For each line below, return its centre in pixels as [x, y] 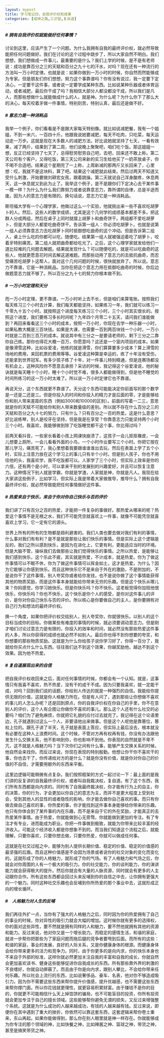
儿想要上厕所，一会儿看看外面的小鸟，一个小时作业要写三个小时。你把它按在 [82, 442]
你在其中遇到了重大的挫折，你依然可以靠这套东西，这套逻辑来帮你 [75, 1012]
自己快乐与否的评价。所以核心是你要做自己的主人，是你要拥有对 [95, 600]
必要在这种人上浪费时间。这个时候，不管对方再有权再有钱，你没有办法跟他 [84, 734]
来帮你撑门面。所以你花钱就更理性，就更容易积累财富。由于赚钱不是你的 [78, 988]
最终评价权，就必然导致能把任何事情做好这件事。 [54, 485]
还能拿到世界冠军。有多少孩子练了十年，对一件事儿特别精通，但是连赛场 [78, 360]
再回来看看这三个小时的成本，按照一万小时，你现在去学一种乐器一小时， [86, 323]
